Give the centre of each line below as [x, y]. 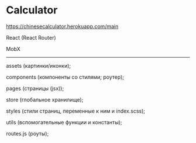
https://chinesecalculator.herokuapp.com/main [62, 26]
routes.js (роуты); [27, 133]
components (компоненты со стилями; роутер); [65, 77]
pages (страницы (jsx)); [35, 88]
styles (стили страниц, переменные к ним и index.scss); [76, 111]
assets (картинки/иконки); [38, 65]
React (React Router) [31, 37]
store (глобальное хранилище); [45, 99]
